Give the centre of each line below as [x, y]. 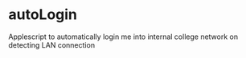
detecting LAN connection [51, 44]
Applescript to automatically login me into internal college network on [123, 37]
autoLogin [43, 15]
